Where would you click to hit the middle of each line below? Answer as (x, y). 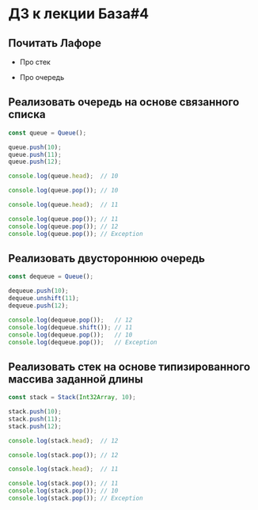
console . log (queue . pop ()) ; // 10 (63, 191)
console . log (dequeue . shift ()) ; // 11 (70, 327)
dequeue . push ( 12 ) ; (38, 306)
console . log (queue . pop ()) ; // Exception (76, 234)
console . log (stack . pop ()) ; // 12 (63, 455)
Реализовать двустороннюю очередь (107, 258)
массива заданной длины (76, 379)
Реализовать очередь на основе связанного (124, 103)
